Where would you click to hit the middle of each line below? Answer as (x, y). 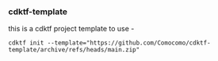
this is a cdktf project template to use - (71, 29)
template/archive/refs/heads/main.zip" (74, 50)
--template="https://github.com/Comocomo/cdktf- (129, 43)
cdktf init (26, 43)
